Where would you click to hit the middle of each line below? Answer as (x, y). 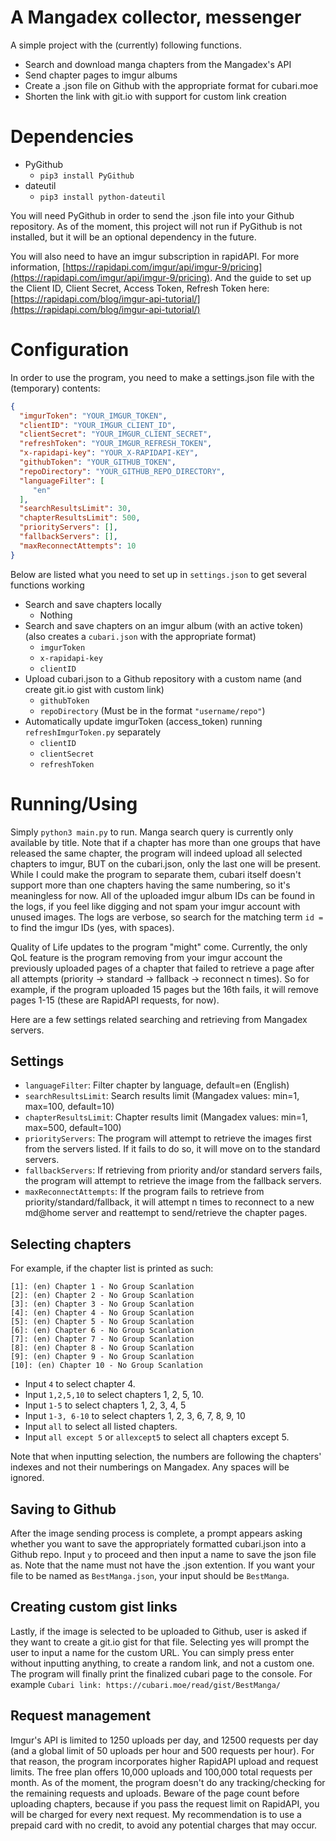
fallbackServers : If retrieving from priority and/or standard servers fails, (173, 1170)
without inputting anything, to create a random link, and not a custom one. (162, 1663)
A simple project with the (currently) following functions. (126, 45)
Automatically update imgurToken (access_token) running (143, 721)
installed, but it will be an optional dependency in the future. (133, 237)
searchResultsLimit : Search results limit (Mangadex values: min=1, (162, 1096)
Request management (81, 1716)
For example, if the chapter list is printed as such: (112, 1268)
